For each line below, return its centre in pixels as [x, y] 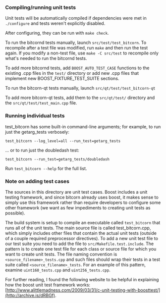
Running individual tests [35, 116]
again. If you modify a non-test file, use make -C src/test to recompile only [82, 53]
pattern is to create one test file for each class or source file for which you [81, 249]
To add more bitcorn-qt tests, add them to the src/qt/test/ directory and [80, 98]
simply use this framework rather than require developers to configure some [83, 202]
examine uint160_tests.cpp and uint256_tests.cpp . [58, 270]
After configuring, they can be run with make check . [57, 33]
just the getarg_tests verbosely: [37, 132]
